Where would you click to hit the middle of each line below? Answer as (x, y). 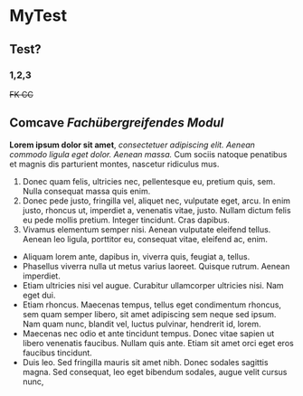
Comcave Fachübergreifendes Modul (117, 123)
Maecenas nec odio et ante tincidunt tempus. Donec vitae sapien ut (148, 333)
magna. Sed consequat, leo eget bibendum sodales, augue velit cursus (155, 372)
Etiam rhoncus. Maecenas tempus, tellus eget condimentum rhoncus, (152, 305)
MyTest (38, 16)
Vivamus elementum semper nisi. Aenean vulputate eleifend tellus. (147, 229)
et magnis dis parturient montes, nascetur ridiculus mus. (114, 164)
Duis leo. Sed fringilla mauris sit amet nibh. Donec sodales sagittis (145, 362)
